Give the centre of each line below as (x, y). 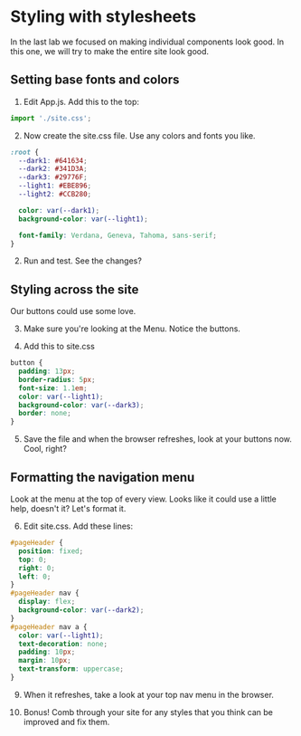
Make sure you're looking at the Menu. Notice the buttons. (132, 329)
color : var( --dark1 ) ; (59, 210)
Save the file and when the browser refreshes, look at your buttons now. (157, 439)
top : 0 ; (33, 559)
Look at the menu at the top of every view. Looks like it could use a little (143, 499)
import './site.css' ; (51, 118)
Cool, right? (45, 449)
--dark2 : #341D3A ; (53, 169)
